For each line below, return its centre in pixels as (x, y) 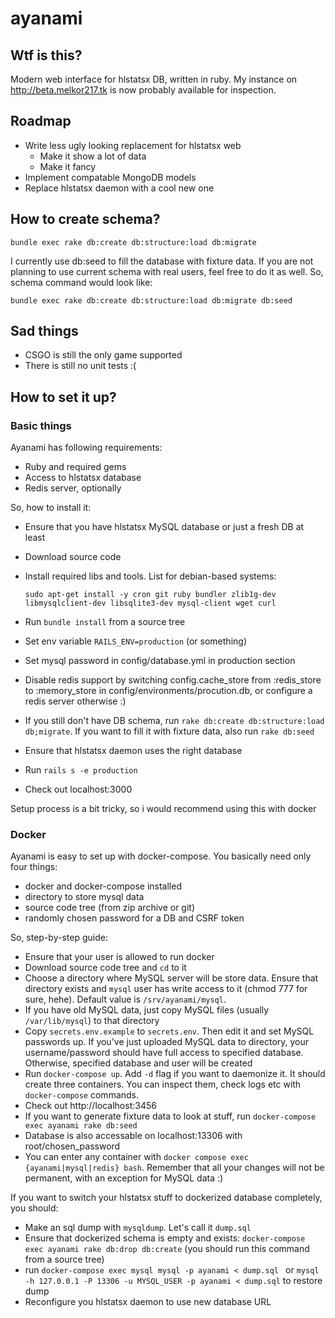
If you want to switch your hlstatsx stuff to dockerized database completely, (166, 1198)
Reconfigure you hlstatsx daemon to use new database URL (148, 1302)
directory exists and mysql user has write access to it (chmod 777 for (166, 989)
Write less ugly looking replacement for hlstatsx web (133, 145)
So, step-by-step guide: (59, 938)
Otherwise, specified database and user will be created (138, 1063)
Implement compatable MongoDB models (110, 177)
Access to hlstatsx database (83, 478)
